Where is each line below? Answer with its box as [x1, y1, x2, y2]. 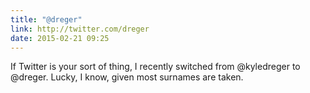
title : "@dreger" [10, 14, 83, 25]
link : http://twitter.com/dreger [10, 24, 150, 34]
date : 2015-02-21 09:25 [10, 33, 110, 43]
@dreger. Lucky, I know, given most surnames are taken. [10, 71, 244, 83]
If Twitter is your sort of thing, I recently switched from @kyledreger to [10, 61, 301, 73]
